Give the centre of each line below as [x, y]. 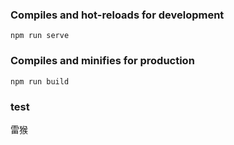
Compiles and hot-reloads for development [117, 15]
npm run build [40, 81]
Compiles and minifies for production [102, 61]
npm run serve [40, 36]
